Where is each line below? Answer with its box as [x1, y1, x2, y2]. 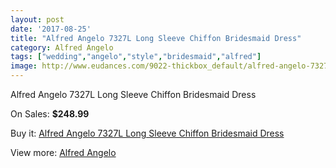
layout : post [10, 14, 65, 25]
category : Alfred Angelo [10, 42, 114, 53]
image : [10, 61, 38, 71]
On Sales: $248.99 [10, 108, 90, 120]
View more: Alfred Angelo [10, 147, 117, 158]
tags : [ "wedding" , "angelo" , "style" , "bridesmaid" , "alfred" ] [10, 52, 262, 62]
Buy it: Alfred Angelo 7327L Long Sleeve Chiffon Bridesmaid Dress [10, 127, 285, 139]
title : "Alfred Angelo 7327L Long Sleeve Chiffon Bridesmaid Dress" [10, 33, 302, 43]
